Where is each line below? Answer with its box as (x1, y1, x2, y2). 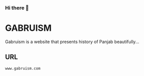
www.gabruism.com (5, 66, 41, 71)
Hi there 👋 (5, 4, 29, 11)
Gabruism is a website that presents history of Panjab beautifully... (5, 39, 139, 45)
